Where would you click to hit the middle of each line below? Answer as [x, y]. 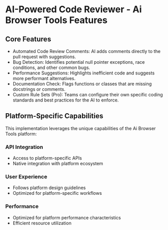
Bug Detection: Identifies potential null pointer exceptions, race [79, 62]
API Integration [24, 147]
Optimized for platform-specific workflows [57, 193]
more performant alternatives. [44, 78]
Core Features [28, 39]
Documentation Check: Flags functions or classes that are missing [82, 84]
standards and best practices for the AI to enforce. [66, 100]
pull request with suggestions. [44, 57]
